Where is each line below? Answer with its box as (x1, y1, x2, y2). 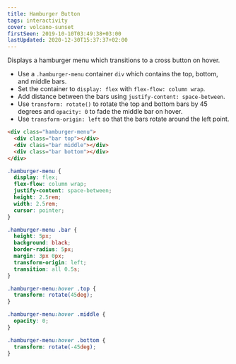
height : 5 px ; (13, 233, 52, 240)
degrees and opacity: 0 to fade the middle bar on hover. (17, 107, 183, 116)
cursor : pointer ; (13, 206, 65, 214)
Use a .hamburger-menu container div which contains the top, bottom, (17, 70, 219, 78)
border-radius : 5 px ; (13, 246, 74, 253)
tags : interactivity (7, 17, 69, 24)
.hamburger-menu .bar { (7, 226, 78, 233)
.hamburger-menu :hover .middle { (7, 311, 106, 318)
